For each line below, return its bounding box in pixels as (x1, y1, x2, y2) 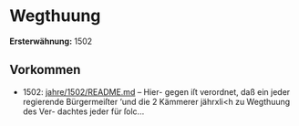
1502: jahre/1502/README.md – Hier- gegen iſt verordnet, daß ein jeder (22, 86, 291, 97)
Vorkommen (9, 62, 81, 78)
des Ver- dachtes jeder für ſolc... (22, 106, 145, 117)
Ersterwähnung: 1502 (9, 36, 93, 47)
